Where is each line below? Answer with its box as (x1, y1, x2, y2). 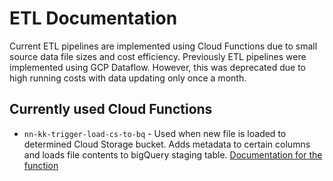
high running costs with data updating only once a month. (9, 72, 247, 84)
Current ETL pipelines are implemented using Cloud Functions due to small (9, 40, 318, 52)
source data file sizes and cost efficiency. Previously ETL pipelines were (9, 50, 307, 62)
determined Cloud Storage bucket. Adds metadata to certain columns (23, 138, 311, 150)
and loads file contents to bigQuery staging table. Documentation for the (23, 148, 323, 161)
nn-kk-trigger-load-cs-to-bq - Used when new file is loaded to (23, 127, 287, 139)
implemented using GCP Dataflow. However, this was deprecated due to (9, 61, 306, 73)
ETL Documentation (9, 7, 178, 30)
